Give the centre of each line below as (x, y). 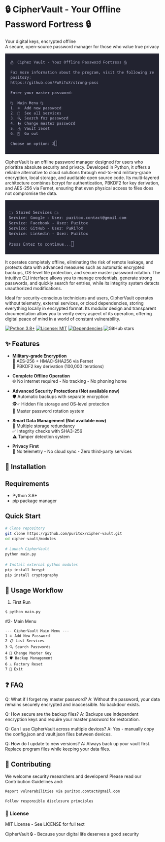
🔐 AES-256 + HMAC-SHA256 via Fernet (53, 361)
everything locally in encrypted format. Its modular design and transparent (81, 308)
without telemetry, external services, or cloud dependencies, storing (74, 303)
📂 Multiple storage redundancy (44, 426)
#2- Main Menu (21, 622)
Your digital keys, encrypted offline (41, 41)
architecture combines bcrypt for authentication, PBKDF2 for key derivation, (82, 183)
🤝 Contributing (28, 764)
